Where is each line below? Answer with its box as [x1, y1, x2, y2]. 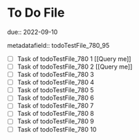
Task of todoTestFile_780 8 [17, 110, 95, 118]
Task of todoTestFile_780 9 [17, 117, 95, 125]
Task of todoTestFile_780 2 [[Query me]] [17, 62, 133, 71]
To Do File [7, 5, 65, 21]
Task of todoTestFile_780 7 [17, 102, 94, 110]
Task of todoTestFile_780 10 [17, 125, 97, 133]
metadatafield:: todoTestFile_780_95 [7, 41, 110, 49]
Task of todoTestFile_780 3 [17, 71, 95, 79]
